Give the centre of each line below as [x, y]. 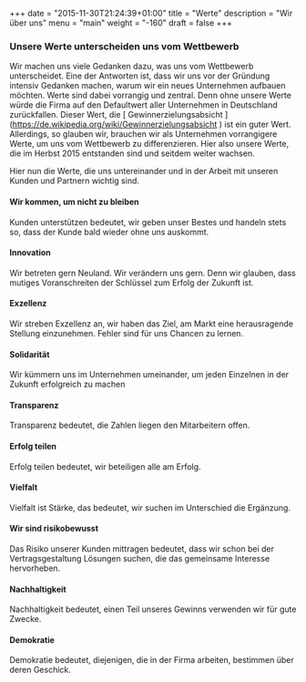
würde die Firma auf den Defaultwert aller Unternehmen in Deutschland [143, 105]
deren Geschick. [40, 670]
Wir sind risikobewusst [54, 529]
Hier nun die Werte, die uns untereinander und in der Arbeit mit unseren [144, 171]
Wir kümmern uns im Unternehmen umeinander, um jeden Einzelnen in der [149, 375]
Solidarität [30, 354]
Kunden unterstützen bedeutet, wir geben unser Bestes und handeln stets [148, 222]
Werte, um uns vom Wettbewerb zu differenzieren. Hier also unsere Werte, [149, 144]
